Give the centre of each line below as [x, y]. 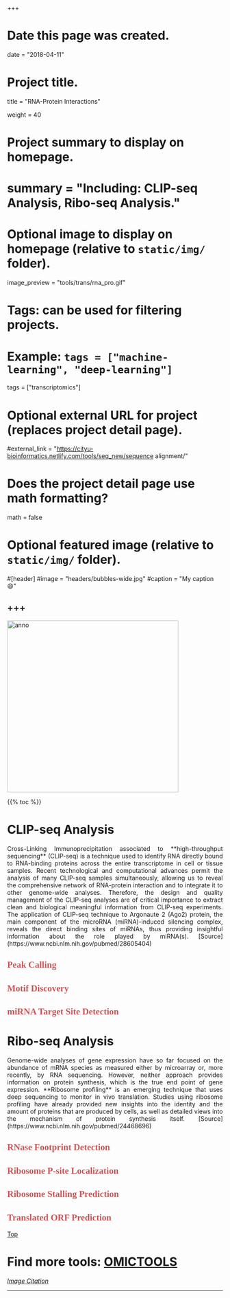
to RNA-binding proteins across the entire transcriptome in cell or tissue [115, 863]
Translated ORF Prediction [59, 1217]
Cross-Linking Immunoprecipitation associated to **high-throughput [115, 848]
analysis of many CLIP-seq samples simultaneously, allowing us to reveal [115, 878]
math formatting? [57, 498]
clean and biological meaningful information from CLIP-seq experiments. [115, 907]
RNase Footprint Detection [59, 1147]
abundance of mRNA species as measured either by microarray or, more [115, 1067]
